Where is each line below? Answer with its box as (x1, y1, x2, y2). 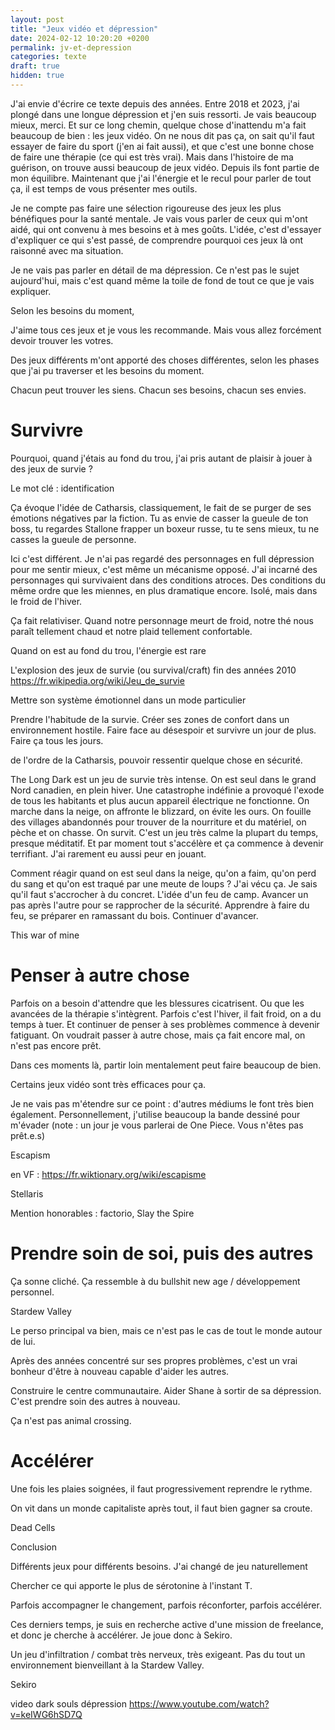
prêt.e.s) (10, 1129, 46, 1141)
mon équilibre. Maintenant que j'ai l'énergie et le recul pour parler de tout (10, 172, 312, 184)
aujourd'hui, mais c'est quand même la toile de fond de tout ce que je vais (10, 274, 315, 286)
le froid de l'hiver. (10, 595, 83, 607)
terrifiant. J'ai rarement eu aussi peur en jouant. (10, 847, 207, 860)
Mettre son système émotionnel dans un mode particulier (10, 694, 247, 706)
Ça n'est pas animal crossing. (10, 1414, 132, 1426)
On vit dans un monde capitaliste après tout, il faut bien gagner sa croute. (10, 1502, 313, 1514)
